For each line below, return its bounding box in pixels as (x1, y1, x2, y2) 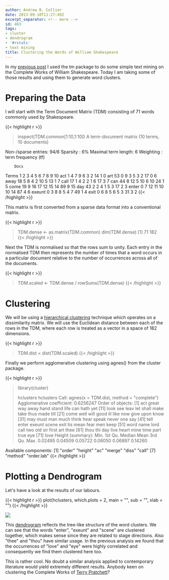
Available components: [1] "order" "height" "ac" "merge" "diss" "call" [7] (5, 448, 156, 454)
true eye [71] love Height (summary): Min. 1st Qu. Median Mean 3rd (17, 432, 157, 438)
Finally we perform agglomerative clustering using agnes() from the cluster (5, 360, 161, 366)
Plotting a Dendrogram (5, 471, 102, 482)
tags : (5, 26, 17, 31)
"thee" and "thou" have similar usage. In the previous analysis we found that (5, 538, 164, 544)
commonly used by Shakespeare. (5, 114, 75, 120)
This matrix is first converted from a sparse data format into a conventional (5, 204, 161, 210)
